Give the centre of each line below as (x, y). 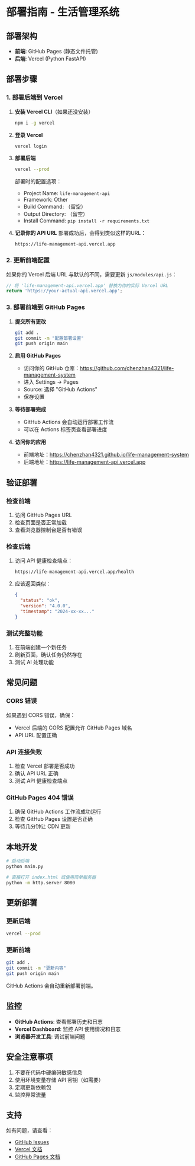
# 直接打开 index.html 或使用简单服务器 (51, 877)
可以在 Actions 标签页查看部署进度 (65, 429)
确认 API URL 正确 (37, 773)
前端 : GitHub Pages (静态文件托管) (56, 51)
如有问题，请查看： (30, 1130)
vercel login (31, 146)
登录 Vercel (29, 135)
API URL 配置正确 (36, 735)
